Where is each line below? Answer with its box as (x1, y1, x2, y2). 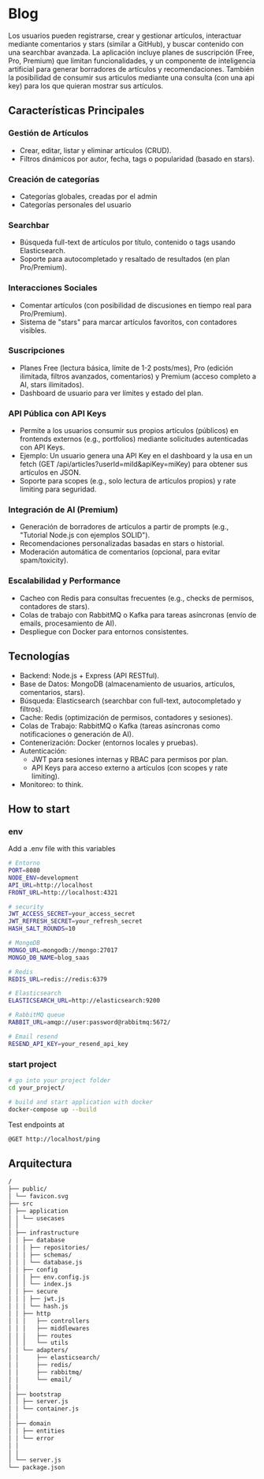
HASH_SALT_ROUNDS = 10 (8, 924, 76, 933)
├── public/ (8, 1185, 47, 1193)
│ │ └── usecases (8, 1214, 65, 1223)
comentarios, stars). (19, 687, 85, 697)
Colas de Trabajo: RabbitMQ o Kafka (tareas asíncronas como (19, 721, 221, 730)
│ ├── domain (8, 1420, 51, 1428)
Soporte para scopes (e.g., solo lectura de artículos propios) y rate (19, 476, 236, 486)
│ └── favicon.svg (8, 1192, 69, 1200)
